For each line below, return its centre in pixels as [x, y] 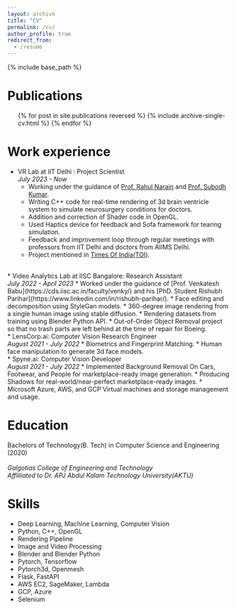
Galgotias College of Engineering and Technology [80, 468]
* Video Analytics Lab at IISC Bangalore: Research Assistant [95, 276]
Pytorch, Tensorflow [47, 561]
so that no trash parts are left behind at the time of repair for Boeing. [107, 328]
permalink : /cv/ [31, 27]
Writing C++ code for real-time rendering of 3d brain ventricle [118, 201]
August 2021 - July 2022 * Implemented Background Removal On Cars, [111, 366]
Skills [24, 504]
